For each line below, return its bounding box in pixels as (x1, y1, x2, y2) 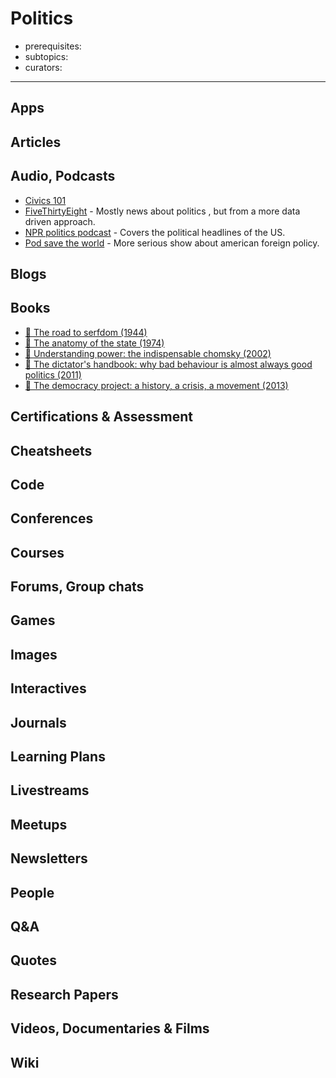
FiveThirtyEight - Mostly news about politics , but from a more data (24, 205, 301, 217)
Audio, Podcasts (10, 168, 116, 185)
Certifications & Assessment (10, 408, 193, 426)
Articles (10, 133, 62, 151)
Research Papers (10, 986, 119, 1003)
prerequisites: (24, 40, 82, 52)
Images (10, 646, 58, 663)
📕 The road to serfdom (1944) (24, 326, 148, 338)
